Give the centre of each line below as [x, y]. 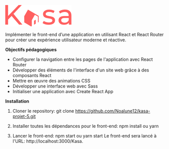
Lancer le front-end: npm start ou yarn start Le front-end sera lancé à [84, 136]
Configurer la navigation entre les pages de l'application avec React [83, 59]
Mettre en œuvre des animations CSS [51, 81]
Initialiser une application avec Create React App [63, 91]
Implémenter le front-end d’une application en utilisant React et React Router [84, 34]
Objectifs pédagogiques [31, 50]
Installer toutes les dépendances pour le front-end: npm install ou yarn [86, 126]
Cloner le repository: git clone [43, 111]
